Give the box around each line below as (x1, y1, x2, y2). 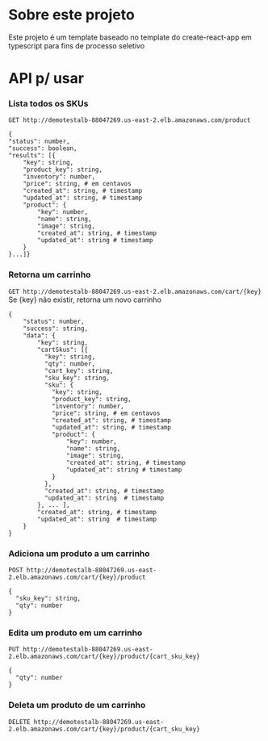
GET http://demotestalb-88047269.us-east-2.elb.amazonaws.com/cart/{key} (8, 287, 262, 295)
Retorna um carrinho (8, 269, 91, 280)
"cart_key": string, (44, 366, 114, 375)
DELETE (8, 718, 31, 726)
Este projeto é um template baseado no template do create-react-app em (8, 32, 252, 42)
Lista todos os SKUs (8, 98, 89, 110)
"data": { (23, 331, 57, 340)
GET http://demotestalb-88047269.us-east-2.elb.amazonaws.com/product (8, 116, 251, 124)
